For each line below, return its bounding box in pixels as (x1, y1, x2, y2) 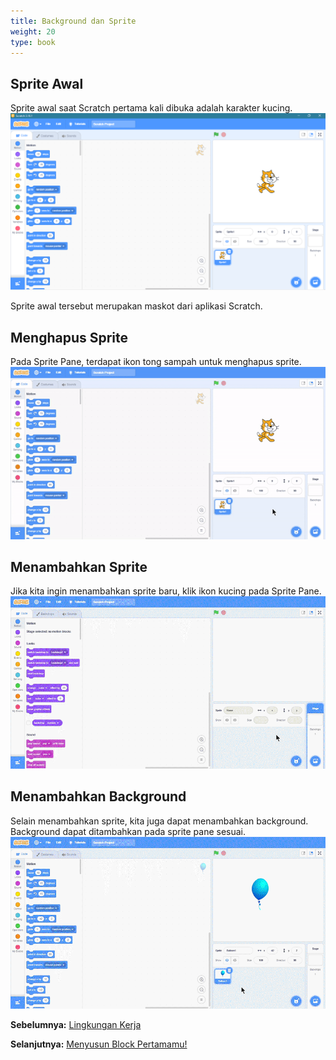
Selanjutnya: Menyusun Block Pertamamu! (10, 1038, 188, 1050)
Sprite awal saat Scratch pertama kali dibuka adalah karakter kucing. (10, 102, 293, 114)
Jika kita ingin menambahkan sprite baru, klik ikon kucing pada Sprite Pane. (10, 585, 322, 597)
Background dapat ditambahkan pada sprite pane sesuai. (10, 825, 247, 837)
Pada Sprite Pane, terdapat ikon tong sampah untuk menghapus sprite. (10, 356, 302, 367)
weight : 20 (10, 26, 56, 37)
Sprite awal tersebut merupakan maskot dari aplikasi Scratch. (10, 300, 263, 312)
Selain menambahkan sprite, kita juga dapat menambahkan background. (10, 815, 309, 827)
